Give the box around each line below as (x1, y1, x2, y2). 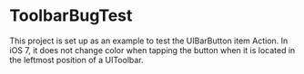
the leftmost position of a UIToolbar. (9, 54, 144, 65)
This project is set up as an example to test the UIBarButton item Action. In (9, 35, 289, 46)
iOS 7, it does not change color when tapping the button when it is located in (9, 44, 296, 55)
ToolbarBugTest (9, 5, 133, 26)
